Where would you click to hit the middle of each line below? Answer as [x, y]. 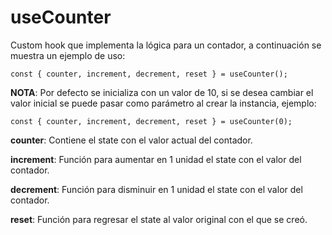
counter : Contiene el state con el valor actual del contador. [131, 140]
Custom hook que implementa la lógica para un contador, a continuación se [166, 45]
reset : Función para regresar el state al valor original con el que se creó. [159, 219]
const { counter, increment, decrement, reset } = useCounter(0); [151, 121]
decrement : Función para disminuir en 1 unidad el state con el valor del [156, 189]
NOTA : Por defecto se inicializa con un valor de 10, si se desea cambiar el [162, 92]
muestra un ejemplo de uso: [68, 55]
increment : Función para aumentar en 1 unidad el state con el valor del [156, 159]
